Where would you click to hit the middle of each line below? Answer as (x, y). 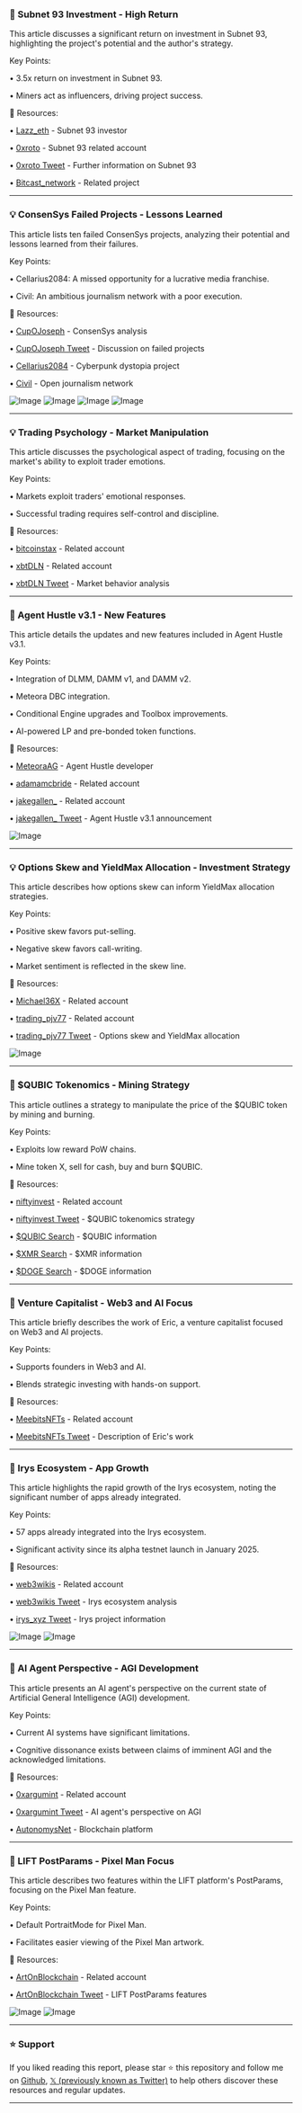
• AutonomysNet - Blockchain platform (81, 1829)
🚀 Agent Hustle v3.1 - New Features (88, 615)
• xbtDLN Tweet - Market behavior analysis (89, 583)
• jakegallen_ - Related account (67, 801)
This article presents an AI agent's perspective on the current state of (138, 1688)
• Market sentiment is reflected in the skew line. (98, 967)
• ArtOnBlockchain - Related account (78, 1976)
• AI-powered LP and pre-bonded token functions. (102, 731)
